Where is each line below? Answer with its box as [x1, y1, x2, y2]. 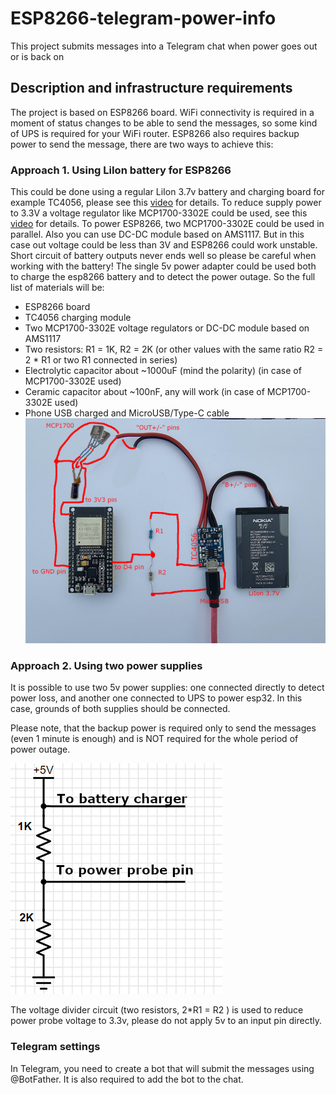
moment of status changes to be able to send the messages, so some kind [10, 117, 318, 129]
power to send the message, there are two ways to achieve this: [10, 138, 274, 150]
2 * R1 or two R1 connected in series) [24, 354, 178, 366]
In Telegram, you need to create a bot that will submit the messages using [10, 1062, 315, 1074]
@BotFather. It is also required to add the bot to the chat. [10, 1073, 244, 1085]
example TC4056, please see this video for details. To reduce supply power [10, 197, 322, 209]
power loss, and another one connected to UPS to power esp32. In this [10, 692, 303, 704]
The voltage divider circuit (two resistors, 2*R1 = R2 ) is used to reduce [10, 1004, 304, 1016]
